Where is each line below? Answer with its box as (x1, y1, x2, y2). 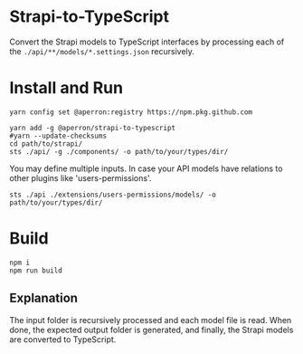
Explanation (9, 291, 79, 306)
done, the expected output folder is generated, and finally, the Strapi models (9, 324, 294, 335)
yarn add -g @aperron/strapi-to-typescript (9, 123, 176, 132)
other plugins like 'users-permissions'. (9, 172, 152, 183)
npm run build (9, 265, 63, 275)
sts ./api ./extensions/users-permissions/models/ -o (9, 190, 217, 199)
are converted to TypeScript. (9, 333, 117, 345)
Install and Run (9, 78, 124, 99)
